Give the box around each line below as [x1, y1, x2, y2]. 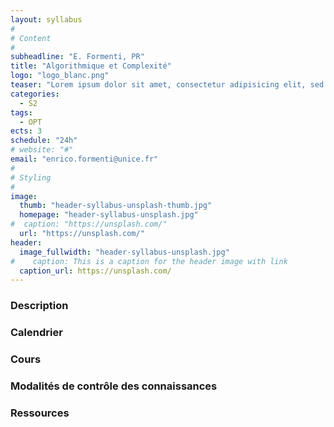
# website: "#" [10, 145, 74, 155]
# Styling [10, 172, 52, 183]
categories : [10, 89, 60, 99]
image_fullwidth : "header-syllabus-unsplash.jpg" [19, 247, 230, 257]
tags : [10, 107, 33, 118]
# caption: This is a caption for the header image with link [10, 256, 288, 266]
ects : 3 [10, 126, 43, 136]
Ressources [10, 406, 70, 420]
